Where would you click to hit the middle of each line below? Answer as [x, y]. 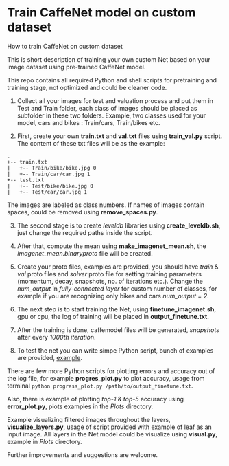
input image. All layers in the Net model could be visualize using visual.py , [112, 434]
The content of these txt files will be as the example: [91, 143]
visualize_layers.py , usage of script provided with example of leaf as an [110, 427]
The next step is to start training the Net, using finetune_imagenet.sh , [116, 309]
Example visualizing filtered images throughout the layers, [89, 419]
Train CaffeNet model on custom [101, 13]
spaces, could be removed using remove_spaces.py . [83, 212]
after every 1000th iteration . [56, 337]
